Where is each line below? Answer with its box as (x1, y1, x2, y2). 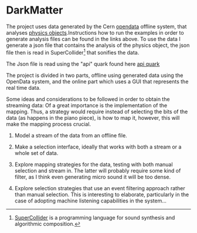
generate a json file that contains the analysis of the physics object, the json (6, 42, 190, 49)
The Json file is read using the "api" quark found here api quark (6, 60, 160, 67)
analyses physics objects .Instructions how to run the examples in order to (6, 29, 184, 36)
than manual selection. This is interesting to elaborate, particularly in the (14, 191, 189, 198)
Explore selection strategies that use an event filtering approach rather (14, 184, 186, 191)
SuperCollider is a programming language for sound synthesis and (14, 214, 175, 221)
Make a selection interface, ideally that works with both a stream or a (14, 143, 182, 150)
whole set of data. (14, 149, 59, 156)
